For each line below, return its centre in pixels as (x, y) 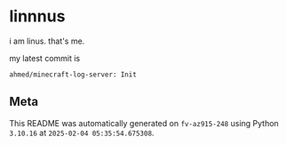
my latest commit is (45, 58)
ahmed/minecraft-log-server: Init (73, 74)
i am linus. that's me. (47, 41)
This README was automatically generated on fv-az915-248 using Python (144, 123)
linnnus (37, 16)
